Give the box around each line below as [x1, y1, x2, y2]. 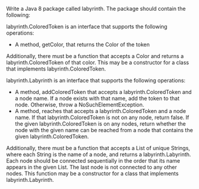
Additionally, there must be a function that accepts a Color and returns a [6, 53, 184, 59]
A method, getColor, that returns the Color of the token [14, 41, 150, 48]
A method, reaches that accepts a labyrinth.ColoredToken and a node [14, 108, 186, 114]
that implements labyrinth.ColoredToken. [6, 65, 106, 72]
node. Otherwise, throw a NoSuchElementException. [14, 101, 145, 108]
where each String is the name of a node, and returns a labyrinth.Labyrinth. [6, 151, 191, 158]
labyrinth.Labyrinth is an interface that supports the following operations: [6, 77, 186, 84]
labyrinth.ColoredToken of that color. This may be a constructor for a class [6, 59, 189, 66]
